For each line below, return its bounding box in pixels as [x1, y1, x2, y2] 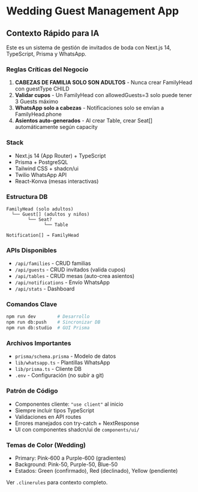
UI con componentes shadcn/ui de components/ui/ [14, 425, 140, 433]
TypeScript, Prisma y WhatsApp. [6, 50, 87, 58]
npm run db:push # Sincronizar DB [6, 319, 101, 325]
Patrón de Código [6, 387, 58, 395]
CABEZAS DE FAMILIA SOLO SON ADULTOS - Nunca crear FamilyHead [14, 79, 193, 86]
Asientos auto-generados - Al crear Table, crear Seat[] [14, 117, 153, 124]
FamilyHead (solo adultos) [6, 206, 74, 212]
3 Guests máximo [14, 98, 59, 105]
